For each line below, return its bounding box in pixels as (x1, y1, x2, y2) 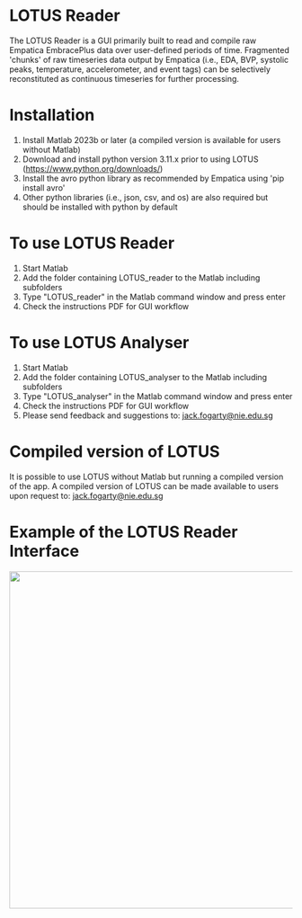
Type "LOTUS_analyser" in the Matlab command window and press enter (22, 390, 293, 401)
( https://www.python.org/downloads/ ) (22, 163, 164, 174)
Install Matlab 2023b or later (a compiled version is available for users (22, 134, 281, 145)
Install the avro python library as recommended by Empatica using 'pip (22, 173, 285, 183)
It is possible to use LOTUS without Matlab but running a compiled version (9, 471, 284, 482)
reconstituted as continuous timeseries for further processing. (9, 73, 240, 84)
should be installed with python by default (22, 201, 178, 212)
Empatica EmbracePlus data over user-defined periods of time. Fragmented (9, 44, 289, 55)
